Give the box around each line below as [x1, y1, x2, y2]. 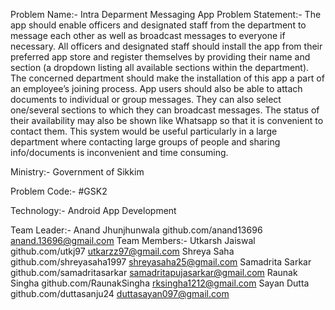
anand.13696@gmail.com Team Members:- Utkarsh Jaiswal [10, 235, 256, 246]
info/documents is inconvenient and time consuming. [10, 147, 229, 158]
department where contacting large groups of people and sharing [10, 136, 281, 148]
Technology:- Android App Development [10, 205, 177, 216]
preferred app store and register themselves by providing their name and [10, 51, 311, 63]
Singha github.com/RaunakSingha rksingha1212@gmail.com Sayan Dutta [10, 277, 310, 289]
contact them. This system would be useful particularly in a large [10, 125, 278, 137]
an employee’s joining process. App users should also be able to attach [10, 83, 303, 94]
